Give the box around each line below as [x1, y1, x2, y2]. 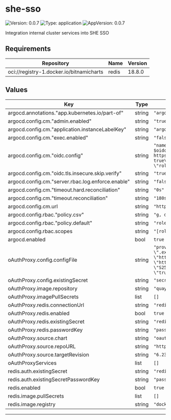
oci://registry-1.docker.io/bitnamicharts [8, 68, 103, 75]
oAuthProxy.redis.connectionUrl [8, 301, 84, 309]
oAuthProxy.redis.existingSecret [8, 318, 85, 325]
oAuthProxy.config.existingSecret [8, 276, 88, 284]
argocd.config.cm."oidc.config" [8, 152, 83, 159]
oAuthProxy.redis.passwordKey [8, 326, 83, 333]
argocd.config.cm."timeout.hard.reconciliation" [8, 186, 121, 193]
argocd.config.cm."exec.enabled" [8, 134, 89, 141]
